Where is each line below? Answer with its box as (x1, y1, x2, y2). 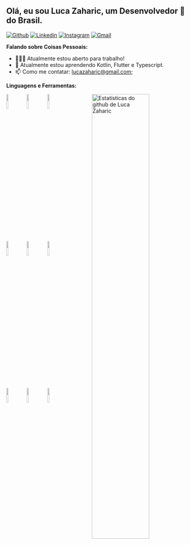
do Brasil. (6, 16, 43, 26)
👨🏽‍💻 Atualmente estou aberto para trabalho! (14, 55, 125, 62)
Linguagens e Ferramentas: (6, 82, 77, 89)
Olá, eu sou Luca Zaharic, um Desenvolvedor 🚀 (6, 6, 185, 16)
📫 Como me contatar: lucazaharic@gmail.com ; (14, 68, 133, 75)
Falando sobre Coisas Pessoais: (6, 43, 88, 50)
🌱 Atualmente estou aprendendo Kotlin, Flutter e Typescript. (14, 61, 164, 68)
